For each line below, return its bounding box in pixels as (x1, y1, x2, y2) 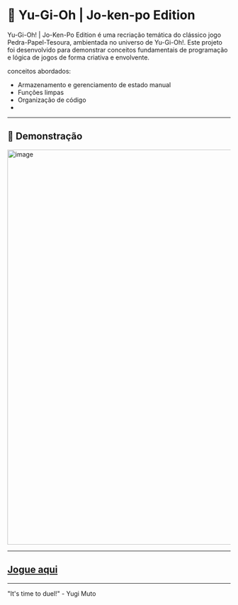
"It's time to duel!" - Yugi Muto (7, 589, 96, 598)
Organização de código (17, 96, 86, 104)
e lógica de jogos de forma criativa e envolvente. (7, 53, 150, 62)
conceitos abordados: (7, 67, 72, 75)
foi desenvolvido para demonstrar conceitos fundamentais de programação (7, 45, 228, 54)
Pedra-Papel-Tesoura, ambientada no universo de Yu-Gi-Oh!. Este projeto (7, 38, 223, 46)
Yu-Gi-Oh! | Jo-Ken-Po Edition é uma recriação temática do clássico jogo (7, 30, 222, 39)
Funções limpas (17, 88, 64, 96)
